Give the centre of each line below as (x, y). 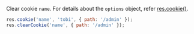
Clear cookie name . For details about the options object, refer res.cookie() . (97, 9)
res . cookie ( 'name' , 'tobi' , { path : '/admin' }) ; (70, 20)
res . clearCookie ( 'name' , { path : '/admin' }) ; (65, 25)
